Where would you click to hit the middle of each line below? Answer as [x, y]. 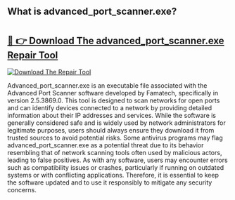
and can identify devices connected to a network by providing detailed [110, 108]
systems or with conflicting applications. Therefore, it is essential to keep [113, 175]
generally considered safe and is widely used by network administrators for [117, 123]
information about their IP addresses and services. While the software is [112, 115]
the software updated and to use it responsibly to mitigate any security [110, 182]
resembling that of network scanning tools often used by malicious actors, [115, 153]
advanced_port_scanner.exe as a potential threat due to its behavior [106, 145]
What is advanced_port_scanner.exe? [92, 12]
